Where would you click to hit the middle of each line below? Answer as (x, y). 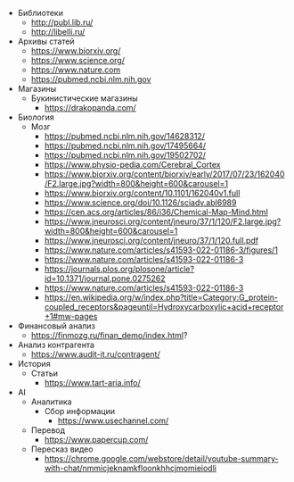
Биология (36, 117)
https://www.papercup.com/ (96, 440)
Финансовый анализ (57, 326)
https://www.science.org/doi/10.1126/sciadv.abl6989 (140, 203)
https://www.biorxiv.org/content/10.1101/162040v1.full (142, 193)
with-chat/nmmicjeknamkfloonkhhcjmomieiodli (130, 468)
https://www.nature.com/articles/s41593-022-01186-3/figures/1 (161, 250)
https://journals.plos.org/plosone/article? (119, 269)
